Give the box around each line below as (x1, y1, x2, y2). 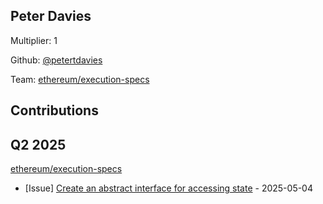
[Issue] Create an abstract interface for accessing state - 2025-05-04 (24, 182, 313, 194)
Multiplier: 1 (10, 34, 58, 46)
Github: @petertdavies (10, 54, 103, 66)
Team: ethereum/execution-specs (10, 73, 150, 85)
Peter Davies (10, 8, 92, 25)
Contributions (10, 102, 99, 119)
